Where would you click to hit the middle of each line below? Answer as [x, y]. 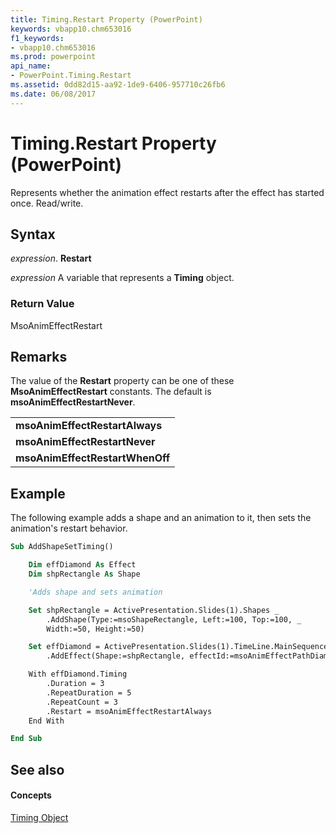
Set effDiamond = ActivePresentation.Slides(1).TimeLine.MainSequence [178, 647]
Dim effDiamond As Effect [82, 565]
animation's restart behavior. [69, 528]
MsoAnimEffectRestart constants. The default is [111, 392]
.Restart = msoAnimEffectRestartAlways [129, 711]
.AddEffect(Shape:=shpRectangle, [116, 656]
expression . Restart [51, 258]
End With [46, 721]
